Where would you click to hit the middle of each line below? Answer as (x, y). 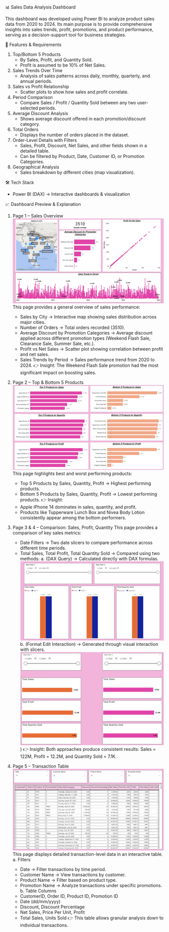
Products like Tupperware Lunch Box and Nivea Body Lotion (82, 512)
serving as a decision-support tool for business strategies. (66, 35)
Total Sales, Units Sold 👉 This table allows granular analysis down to (92, 918)
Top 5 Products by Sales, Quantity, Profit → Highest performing (86, 483)
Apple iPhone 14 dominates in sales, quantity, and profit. (78, 507)
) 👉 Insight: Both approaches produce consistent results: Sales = (88, 749)
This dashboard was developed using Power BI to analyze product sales (80, 19)
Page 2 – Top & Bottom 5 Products (48, 382)
